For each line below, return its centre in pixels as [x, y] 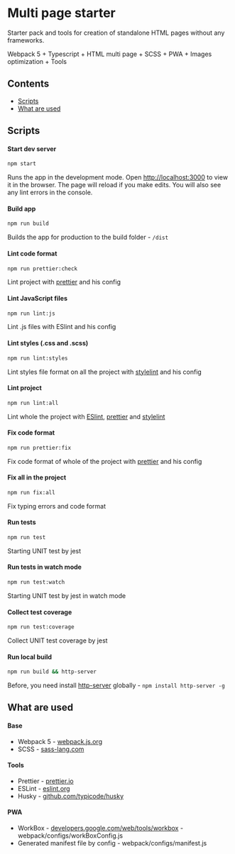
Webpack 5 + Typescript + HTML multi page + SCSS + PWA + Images [110, 54]
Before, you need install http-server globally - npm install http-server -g [116, 685]
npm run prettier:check [43, 268]
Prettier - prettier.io [45, 781]
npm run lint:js [31, 314]
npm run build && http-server [52, 672]
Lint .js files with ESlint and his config [62, 327]
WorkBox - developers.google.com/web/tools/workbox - [100, 828]
